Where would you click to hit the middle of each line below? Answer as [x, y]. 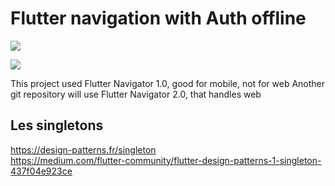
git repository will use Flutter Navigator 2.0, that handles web [136, 94]
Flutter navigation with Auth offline [158, 18]
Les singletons [57, 125]
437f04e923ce [41, 171]
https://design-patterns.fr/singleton [83, 149]
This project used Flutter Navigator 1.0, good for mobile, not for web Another [168, 83]
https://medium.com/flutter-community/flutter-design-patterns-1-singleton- [166, 160]
